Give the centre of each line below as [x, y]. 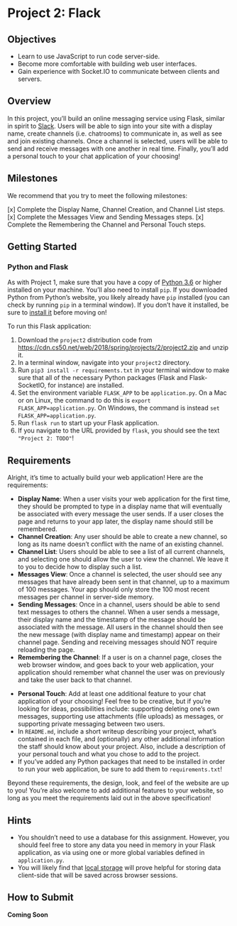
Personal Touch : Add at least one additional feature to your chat [112, 694]
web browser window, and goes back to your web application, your [116, 665]
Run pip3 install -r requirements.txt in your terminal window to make [123, 370]
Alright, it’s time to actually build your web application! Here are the [105, 478]
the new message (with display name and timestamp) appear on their [119, 635]
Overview [29, 101]
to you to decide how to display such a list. [80, 567]
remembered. [38, 529]
